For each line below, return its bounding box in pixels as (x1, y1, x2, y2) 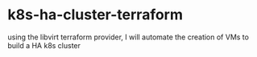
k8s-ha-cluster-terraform (7, 6, 183, 24)
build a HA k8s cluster (7, 40, 81, 50)
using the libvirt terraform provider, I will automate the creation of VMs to (7, 32, 249, 42)
